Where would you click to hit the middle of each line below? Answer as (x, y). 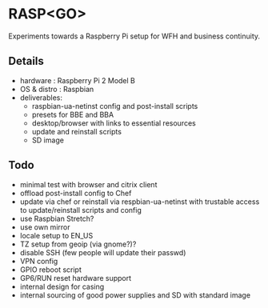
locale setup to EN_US (56, 235)
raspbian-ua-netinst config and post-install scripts (115, 106)
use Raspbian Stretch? (57, 218)
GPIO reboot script (51, 270)
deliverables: (41, 98)
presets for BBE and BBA (73, 114)
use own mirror (45, 227)
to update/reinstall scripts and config (80, 210)
